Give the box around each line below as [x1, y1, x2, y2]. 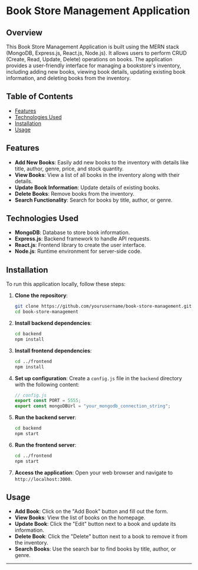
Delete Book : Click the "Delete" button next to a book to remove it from [14, 533, 187, 540]
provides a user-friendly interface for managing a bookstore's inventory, [6, 62, 181, 69]
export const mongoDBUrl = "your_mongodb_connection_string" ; [14, 403, 171, 409]
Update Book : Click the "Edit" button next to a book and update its [14, 520, 176, 528]
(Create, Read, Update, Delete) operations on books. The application [6, 56, 173, 62]
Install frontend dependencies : [14, 347, 93, 354]
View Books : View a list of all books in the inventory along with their [14, 171, 180, 178]
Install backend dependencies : [14, 319, 93, 327]
